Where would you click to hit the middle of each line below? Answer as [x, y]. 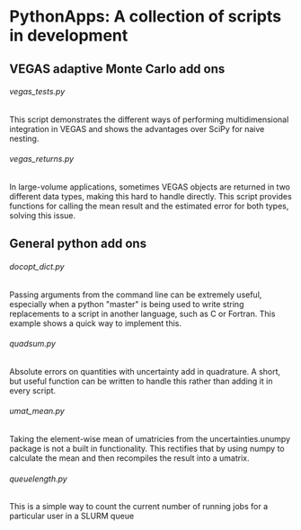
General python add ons [78, 244]
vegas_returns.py [42, 159]
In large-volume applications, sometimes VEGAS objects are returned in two [150, 187]
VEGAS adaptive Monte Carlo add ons [117, 69]
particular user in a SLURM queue [72, 516]
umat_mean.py [37, 411]
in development [69, 35]
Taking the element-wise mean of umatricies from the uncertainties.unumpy [150, 438]
